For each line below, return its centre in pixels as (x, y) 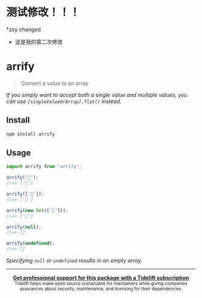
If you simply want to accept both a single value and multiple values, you (97, 95)
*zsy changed (23, 29)
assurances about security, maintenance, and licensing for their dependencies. (101, 289)
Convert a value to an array (55, 83)
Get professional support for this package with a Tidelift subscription (101, 278)
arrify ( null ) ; (24, 227)
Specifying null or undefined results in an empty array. (74, 260)
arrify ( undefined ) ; (31, 244)
